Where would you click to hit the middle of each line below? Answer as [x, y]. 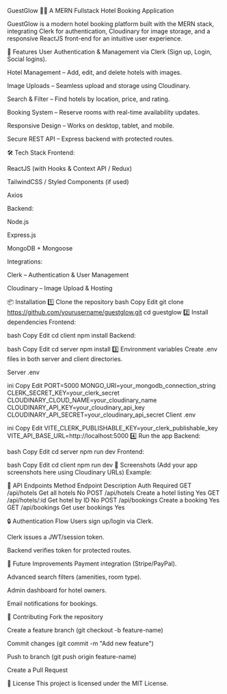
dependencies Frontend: [42, 322]
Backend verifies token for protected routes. [69, 550]
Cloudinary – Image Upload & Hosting [60, 288]
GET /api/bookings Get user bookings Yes [66, 507]
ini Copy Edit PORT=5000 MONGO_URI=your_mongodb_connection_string [111, 385]
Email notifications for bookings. [52, 603]
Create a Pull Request [38, 670]
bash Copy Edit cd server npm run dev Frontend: [76, 452]
